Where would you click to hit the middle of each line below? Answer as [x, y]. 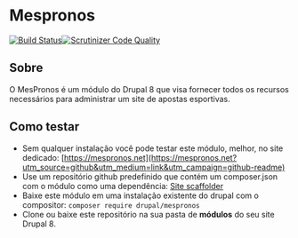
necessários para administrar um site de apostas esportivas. [120, 99]
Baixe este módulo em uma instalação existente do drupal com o [141, 195]
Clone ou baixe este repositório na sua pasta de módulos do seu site [148, 214]
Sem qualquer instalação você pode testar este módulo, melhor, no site [153, 148]
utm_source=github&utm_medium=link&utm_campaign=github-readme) [153, 167]
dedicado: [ [43, 157]
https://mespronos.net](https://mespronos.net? [150, 157]
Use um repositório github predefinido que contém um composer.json [150, 176]
